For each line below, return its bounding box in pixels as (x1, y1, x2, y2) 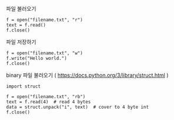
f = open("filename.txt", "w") (6, 50, 83, 56)
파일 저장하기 (6, 38, 37, 46)
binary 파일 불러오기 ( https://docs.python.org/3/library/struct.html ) (6, 72, 169, 79)
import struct (6, 83, 41, 89)
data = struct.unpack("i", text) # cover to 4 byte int (6, 104, 149, 110)
